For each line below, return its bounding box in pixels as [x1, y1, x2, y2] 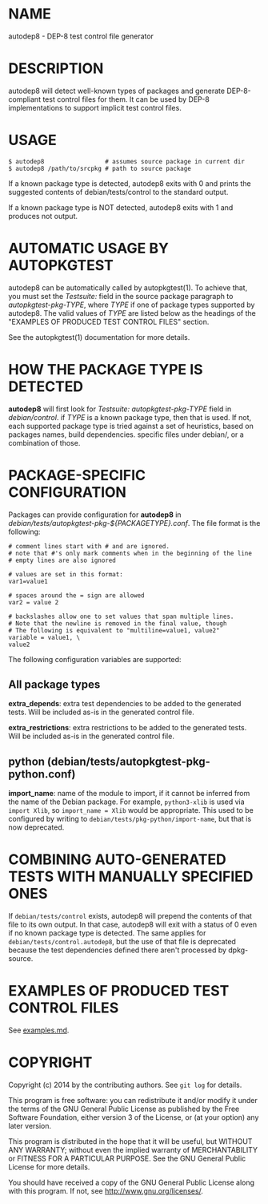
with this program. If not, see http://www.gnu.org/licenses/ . [8, 1186, 204, 1196]
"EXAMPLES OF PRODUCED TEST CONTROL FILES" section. [8, 317, 210, 326]
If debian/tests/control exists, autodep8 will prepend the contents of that [8, 911, 252, 921]
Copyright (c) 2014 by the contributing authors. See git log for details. [8, 1080, 242, 1090]
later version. [8, 1121, 52, 1131]
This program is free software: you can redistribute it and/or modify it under [8, 1096, 258, 1105]
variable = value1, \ [8, 633, 81, 641]
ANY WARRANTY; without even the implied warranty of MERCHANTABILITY [8, 1145, 258, 1155]
